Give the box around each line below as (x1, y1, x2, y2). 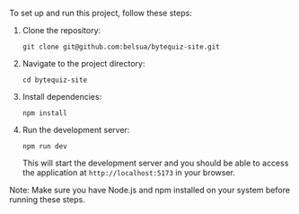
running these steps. (9, 194, 85, 205)
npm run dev (22, 142, 67, 151)
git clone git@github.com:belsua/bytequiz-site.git (22, 42, 220, 51)
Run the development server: (22, 125, 130, 135)
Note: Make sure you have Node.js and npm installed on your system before (9, 184, 290, 195)
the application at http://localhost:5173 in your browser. (22, 167, 236, 178)
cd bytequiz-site (22, 76, 88, 85)
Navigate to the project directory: (22, 58, 145, 68)
